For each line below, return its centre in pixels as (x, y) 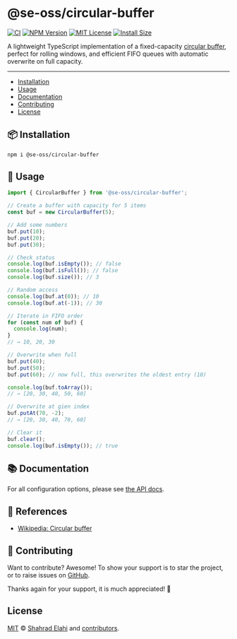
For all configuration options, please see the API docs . (86, 489)
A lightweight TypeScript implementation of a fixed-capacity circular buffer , (117, 46)
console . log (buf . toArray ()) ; (50, 387)
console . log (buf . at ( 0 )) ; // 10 (53, 296)
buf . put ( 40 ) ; (26, 361)
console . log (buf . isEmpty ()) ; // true (63, 446)
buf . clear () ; (26, 439)
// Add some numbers (38, 225)
